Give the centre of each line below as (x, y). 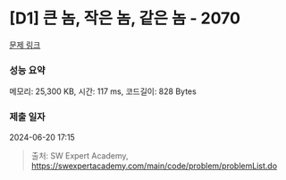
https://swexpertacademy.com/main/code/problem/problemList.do (154, 166)
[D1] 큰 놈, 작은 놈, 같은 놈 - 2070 (125, 18)
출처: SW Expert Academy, (80, 155)
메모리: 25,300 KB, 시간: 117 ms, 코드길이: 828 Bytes (103, 91)
